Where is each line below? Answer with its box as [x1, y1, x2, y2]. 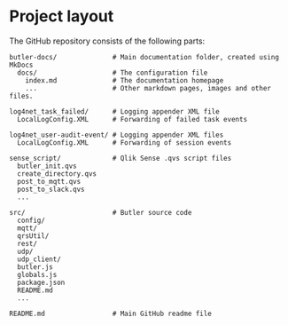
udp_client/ [17, 255, 62, 264]
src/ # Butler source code [9, 208, 192, 217]
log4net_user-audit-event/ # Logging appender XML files [9, 131, 224, 139]
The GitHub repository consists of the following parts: [9, 36, 206, 46]
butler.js [17, 262, 53, 272]
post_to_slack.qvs [17, 185, 86, 194]
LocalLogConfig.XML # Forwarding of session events [17, 138, 232, 147]
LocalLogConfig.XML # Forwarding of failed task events [17, 115, 248, 123]
